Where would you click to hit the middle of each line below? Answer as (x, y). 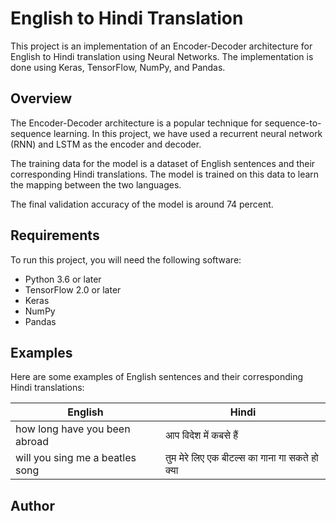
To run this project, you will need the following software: (126, 259)
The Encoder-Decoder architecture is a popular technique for (136, 123)
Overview (41, 98)
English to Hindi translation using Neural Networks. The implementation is (162, 56)
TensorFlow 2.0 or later (73, 289)
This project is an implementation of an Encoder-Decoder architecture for (161, 46)
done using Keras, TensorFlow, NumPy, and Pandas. (118, 67)
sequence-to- (293, 123)
